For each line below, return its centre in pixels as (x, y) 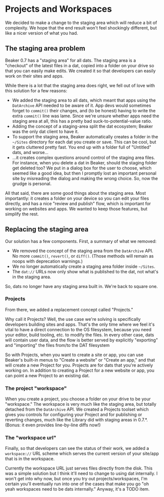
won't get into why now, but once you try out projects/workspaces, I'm (76, 479)
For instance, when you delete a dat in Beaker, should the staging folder (85, 162)
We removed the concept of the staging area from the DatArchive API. (82, 251)
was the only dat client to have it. (46, 131)
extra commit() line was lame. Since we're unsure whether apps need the (86, 116)
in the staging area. (32, 277)
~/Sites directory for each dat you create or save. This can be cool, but (84, 142)
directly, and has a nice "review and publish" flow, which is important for (78, 203)
